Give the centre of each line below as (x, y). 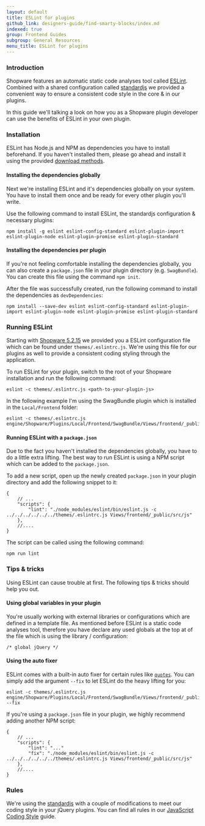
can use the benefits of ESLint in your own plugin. (69, 119)
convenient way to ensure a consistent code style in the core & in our (93, 94)
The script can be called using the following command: (75, 543)
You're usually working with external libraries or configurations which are (98, 617)
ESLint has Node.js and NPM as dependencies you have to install (88, 148)
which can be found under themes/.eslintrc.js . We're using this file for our (102, 347)
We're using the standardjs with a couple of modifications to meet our (94, 803)
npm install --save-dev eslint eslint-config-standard (77, 306)
